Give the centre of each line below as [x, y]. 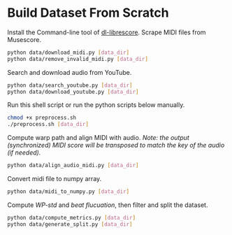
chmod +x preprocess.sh [42, 118]
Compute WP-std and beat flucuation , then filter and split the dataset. [108, 205]
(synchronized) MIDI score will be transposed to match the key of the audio [116, 145]
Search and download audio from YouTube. [70, 72]
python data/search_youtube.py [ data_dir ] [70, 85]
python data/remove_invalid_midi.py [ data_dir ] [78, 59]
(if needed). [24, 152]
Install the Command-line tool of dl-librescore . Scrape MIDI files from [107, 32]
